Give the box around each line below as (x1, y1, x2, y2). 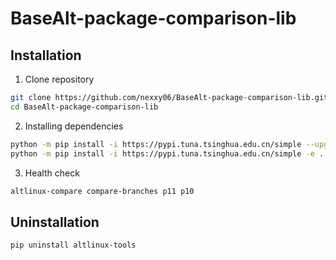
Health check (24, 167, 80, 179)
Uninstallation (10, 213, 100, 231)
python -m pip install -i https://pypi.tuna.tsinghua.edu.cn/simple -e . (10, 148, 325, 159)
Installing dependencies (24, 120, 124, 132)
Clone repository (24, 73, 95, 85)
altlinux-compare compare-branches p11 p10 (10, 186, 195, 196)
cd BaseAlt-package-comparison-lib (10, 102, 159, 112)
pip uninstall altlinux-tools (10, 240, 137, 251)
